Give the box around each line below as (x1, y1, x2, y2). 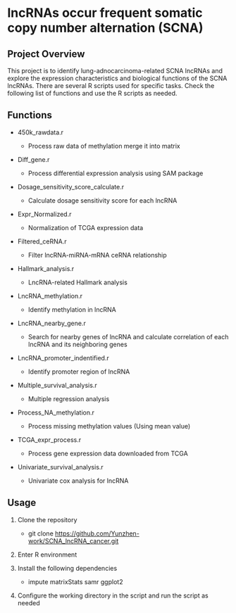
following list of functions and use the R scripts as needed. (7, 89, 178, 97)
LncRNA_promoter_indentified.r (17, 353, 109, 362)
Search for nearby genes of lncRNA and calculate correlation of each (27, 332, 229, 341)
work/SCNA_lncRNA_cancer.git (27, 536, 119, 545)
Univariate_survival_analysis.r (17, 462, 104, 471)
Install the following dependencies (17, 564, 118, 572)
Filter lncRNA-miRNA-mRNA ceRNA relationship (27, 251, 167, 259)
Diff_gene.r (17, 155, 50, 163)
